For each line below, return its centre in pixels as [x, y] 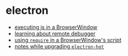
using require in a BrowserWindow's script [68, 40]
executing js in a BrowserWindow [56, 27]
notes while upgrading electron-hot [59, 46]
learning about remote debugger [55, 33]
